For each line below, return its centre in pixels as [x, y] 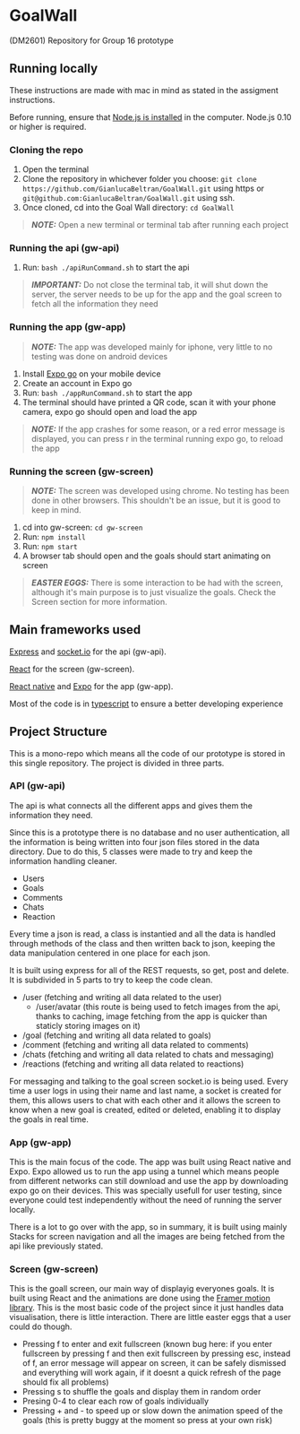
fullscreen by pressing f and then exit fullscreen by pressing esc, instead [156, 1353]
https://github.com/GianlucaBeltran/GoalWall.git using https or [143, 188]
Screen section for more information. [99, 601]
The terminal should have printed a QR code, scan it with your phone [149, 402]
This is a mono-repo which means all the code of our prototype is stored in [147, 753]
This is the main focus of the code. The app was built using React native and [150, 1162]
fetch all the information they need [94, 304]
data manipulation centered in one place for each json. [110, 953]
